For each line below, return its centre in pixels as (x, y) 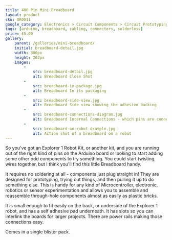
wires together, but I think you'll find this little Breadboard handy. (73, 164)
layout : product (23, 15)
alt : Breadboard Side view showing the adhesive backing (95, 105)
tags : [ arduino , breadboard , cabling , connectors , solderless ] (74, 29)
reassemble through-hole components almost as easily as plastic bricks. (82, 196)
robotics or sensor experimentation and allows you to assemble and (77, 190)
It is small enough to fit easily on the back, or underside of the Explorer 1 (81, 206)
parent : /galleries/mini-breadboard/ (55, 43)
